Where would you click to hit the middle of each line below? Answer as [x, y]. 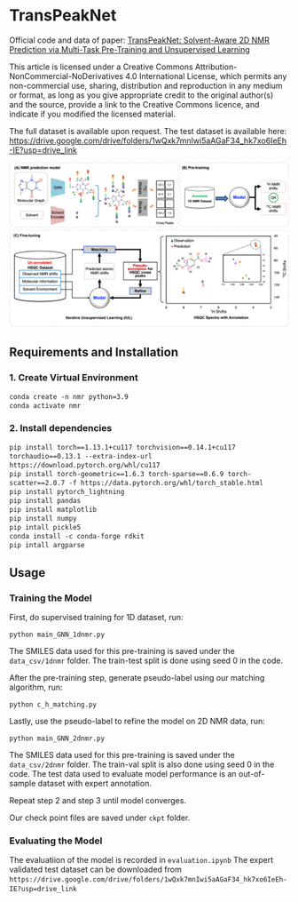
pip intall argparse [47, 546]
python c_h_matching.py [53, 704]
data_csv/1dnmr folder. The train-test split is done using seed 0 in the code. [146, 660]
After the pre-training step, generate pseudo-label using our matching [137, 677]
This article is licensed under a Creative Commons [101, 67]
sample [23, 783]
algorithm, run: [36, 687]
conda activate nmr [45, 405]
